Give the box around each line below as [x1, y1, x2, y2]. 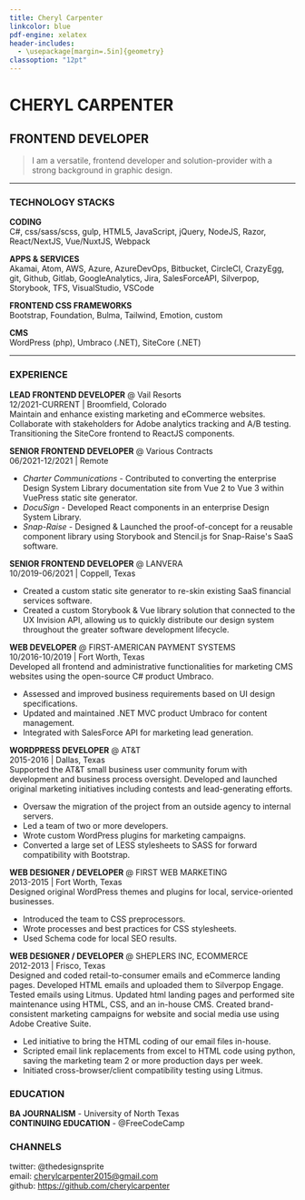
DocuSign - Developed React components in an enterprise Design [22, 501, 270, 512]
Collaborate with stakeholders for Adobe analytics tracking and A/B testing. [9, 418, 292, 429]
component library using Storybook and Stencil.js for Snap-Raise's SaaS [22, 530, 293, 541]
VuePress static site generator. [22, 492, 138, 503]
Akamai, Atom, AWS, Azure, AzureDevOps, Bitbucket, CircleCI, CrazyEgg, [9, 263, 284, 274]
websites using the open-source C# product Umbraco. [9, 671, 214, 681]
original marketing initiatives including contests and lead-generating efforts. [9, 783, 293, 794]
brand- [248, 998, 274, 1010]
